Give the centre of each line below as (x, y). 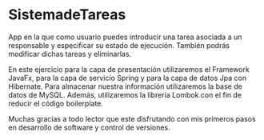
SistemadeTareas (67, 15)
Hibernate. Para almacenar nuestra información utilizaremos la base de (125, 86)
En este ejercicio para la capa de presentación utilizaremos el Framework (129, 69)
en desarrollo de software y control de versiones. (89, 127)
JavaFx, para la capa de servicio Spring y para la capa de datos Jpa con (127, 78)
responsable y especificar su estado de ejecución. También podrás (119, 45)
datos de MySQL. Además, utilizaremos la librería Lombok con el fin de (125, 94)
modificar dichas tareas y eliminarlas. (70, 54)
